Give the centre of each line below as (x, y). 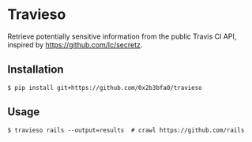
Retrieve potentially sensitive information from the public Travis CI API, (122, 36)
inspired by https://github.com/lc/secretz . (75, 44)
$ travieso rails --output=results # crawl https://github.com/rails (126, 130)
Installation (36, 70)
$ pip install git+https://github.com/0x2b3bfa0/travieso (105, 88)
